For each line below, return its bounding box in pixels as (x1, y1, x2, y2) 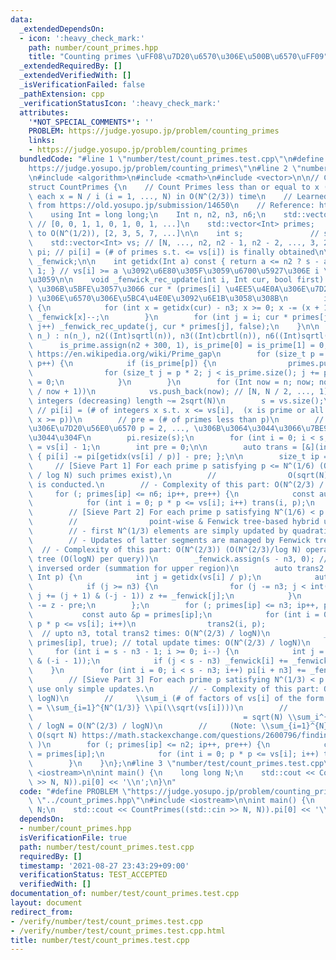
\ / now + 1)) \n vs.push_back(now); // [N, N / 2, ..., (28, 386, 315, 396)
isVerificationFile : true (19, 832, 128, 843)
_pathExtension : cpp (19, 89, 105, 99)
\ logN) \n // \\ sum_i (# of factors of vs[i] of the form (28, 693, 325, 703)
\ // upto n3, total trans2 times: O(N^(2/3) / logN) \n (28, 628, 271, 638)
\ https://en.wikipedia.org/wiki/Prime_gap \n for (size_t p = (28, 349, 325, 360)
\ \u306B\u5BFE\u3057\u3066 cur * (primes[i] (28, 284, 222, 295)
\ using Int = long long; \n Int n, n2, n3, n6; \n (28, 210, 267, 220)
